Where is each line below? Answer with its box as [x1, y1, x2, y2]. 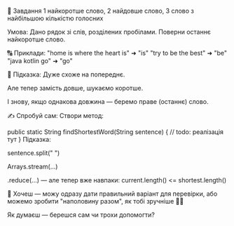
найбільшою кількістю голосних [7, 14, 104, 22]
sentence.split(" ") [7, 149, 60, 157]
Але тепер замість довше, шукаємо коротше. [7, 84, 144, 92]
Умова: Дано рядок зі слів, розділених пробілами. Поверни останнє [7, 28, 212, 36]
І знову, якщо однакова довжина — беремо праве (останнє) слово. [7, 98, 209, 105]
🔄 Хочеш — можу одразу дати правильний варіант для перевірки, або [7, 190, 218, 198]
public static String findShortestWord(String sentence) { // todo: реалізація [7, 128, 224, 136]
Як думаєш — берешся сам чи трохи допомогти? [7, 211, 156, 219]
